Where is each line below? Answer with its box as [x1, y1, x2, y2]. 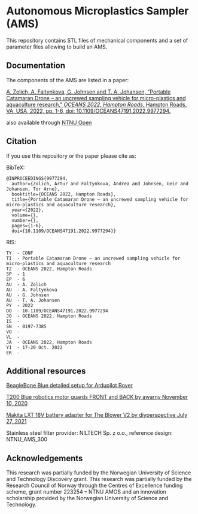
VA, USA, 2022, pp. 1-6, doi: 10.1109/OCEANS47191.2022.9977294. [6, 107, 171, 115]
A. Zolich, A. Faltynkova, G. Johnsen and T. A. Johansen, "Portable [6, 88, 171, 95]
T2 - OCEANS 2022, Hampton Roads [6, 266, 93, 272]
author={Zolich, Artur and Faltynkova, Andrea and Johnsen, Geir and [11, 181, 188, 187]
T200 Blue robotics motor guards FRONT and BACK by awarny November [6, 393, 188, 401]
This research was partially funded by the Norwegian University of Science [6, 469, 191, 476]
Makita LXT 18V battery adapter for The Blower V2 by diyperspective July [6, 411, 188, 419]
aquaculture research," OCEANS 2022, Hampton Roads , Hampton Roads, [6, 101, 187, 108]
